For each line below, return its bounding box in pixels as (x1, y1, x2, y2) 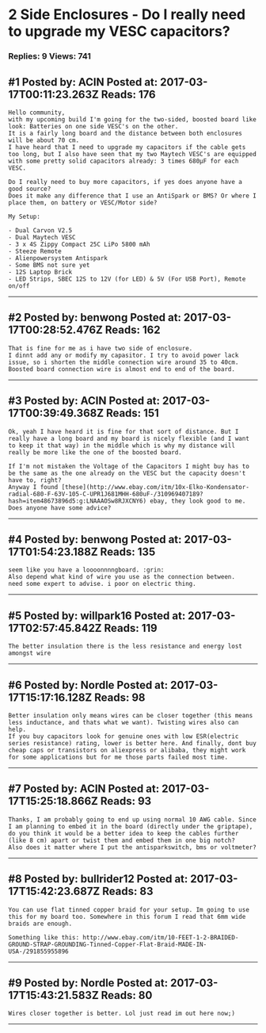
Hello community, (8, 109, 66, 117)
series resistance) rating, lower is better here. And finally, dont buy (8, 739, 257, 747)
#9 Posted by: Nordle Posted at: (8, 977, 169, 989)
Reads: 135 (100, 545, 156, 558)
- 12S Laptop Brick (8, 268, 73, 276)
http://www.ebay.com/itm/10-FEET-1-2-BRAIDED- (82, 933, 239, 941)
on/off (8, 281, 30, 290)
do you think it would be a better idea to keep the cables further (8, 829, 239, 837)
